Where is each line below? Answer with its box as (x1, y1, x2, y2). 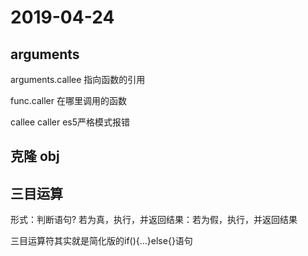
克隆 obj (10, 148, 60, 165)
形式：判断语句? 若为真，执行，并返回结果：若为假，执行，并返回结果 (10, 214, 298, 226)
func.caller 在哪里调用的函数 (10, 95, 127, 106)
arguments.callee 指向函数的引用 (10, 74, 146, 85)
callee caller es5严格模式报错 (10, 116, 131, 128)
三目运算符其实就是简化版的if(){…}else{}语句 (10, 235, 193, 247)
